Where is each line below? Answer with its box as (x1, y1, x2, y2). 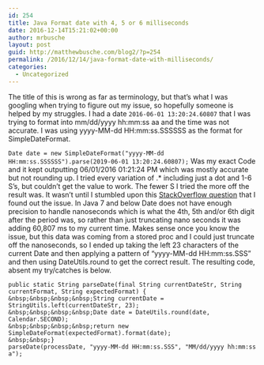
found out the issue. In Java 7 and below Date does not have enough (8, 198, 232, 208)
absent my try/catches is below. (8, 265, 112, 275)
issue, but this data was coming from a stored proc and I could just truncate (8, 231, 255, 241)
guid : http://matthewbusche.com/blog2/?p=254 (8, 48, 160, 56)
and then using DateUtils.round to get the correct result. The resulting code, (8, 257, 255, 266)
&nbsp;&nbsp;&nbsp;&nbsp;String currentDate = (8, 294, 164, 303)
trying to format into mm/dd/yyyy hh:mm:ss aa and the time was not (8, 117, 230, 126)
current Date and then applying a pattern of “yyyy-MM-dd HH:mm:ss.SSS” (8, 248, 251, 258)
